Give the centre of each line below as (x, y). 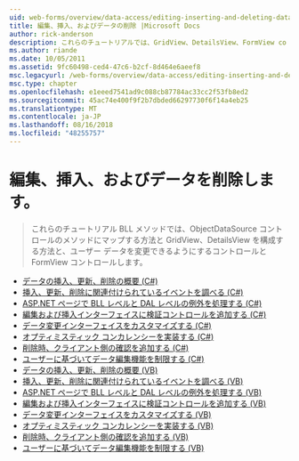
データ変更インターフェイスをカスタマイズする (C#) (117, 325)
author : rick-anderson (51, 34)
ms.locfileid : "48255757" (57, 133)
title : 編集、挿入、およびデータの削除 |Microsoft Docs (105, 26)
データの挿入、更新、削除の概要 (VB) (90, 369)
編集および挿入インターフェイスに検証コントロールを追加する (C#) (144, 314)
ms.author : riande (43, 51)
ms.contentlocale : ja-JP (55, 117)
